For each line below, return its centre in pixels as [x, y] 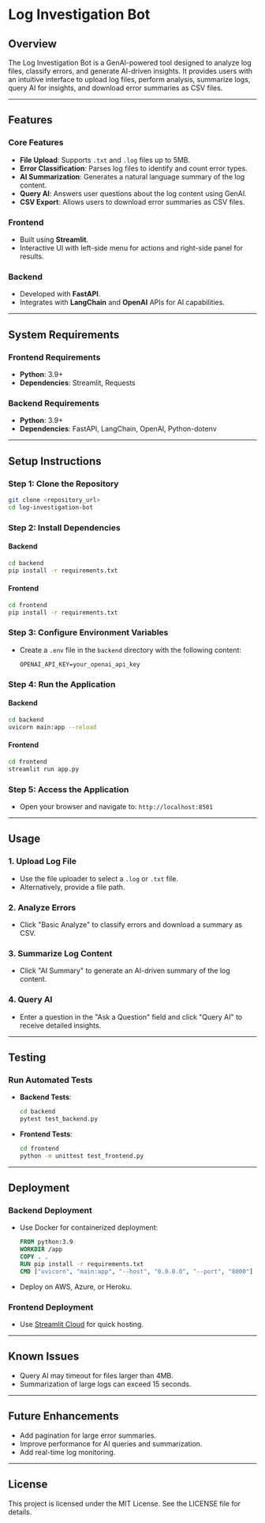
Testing [27, 1057]
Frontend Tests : [46, 1134]
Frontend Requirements [54, 357]
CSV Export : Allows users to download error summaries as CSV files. [132, 202]
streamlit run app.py [44, 769]
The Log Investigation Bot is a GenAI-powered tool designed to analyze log [130, 62]
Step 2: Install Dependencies [64, 527]
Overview [33, 44]
